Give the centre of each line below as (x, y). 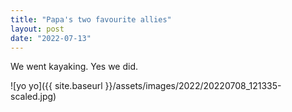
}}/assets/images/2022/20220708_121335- (193, 86)
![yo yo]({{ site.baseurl (56, 86)
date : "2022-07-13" (51, 38)
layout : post (37, 29)
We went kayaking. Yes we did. (74, 67)
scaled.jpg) (33, 97)
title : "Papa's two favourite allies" (91, 19)
